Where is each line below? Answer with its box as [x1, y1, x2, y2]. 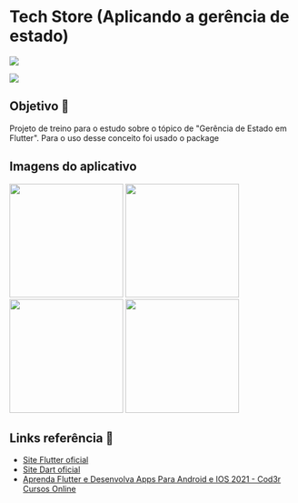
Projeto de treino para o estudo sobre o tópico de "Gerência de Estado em [9, 123, 288, 134]
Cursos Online [22, 484, 76, 495]
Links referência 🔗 [9, 430, 114, 446]
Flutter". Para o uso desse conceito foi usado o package [9, 132, 220, 143]
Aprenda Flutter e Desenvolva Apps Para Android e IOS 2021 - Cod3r [22, 474, 282, 485]
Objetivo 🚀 [9, 98, 70, 115]
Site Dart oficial [22, 464, 81, 475]
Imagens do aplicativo [9, 159, 137, 175]
